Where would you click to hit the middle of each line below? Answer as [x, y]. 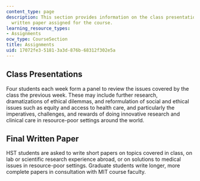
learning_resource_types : [38, 28]
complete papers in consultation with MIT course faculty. [76, 172]
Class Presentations [44, 74]
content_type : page [30, 12]
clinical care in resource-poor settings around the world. [75, 120]
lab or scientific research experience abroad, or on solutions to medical [94, 159]
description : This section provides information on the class [85, 17]
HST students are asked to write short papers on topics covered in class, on [99, 153]
